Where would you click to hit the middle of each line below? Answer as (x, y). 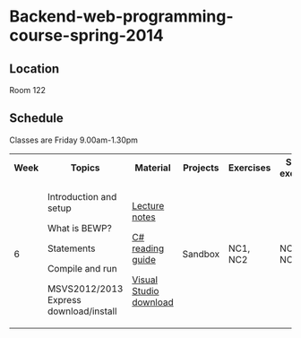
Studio (145, 290)
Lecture (148, 205)
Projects (201, 168)
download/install (82, 311)
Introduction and (82, 196)
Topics (85, 168)
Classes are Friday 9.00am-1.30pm (74, 140)
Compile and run (83, 268)
